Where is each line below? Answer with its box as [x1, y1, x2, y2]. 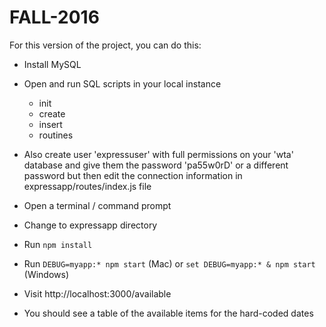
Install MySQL [23, 58, 82, 70]
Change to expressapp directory [23, 219, 158, 231]
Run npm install [23, 238, 93, 250]
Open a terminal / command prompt [23, 199, 172, 211]
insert [38, 118, 63, 130]
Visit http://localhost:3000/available [23, 287, 172, 300]
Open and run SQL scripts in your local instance [23, 77, 222, 90]
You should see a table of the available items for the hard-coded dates [23, 307, 314, 319]
